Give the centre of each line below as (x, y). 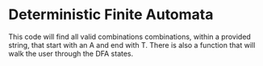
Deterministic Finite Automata (111, 15)
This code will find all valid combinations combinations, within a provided (130, 37)
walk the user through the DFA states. (71, 53)
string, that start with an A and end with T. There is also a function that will (132, 45)
